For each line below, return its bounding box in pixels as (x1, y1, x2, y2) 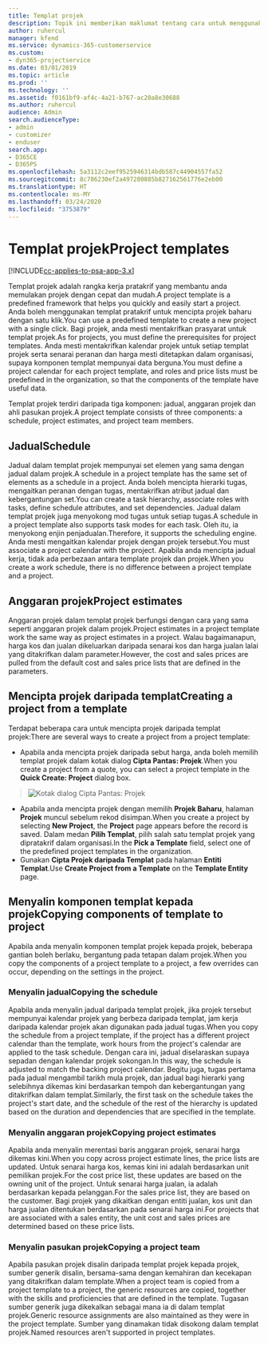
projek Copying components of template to (8, 907, 223, 921)
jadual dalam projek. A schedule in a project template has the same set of (8, 469, 247, 478)
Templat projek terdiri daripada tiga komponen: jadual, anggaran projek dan (8, 399, 257, 409)
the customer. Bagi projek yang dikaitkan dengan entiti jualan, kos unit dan (8, 1196, 253, 1206)
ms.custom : (8, 49, 45, 57)
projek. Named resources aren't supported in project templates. (8, 1327, 215, 1337)
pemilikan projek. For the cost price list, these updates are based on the (8, 1171, 242, 1180)
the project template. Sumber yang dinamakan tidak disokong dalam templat (8, 1319, 259, 1329)
